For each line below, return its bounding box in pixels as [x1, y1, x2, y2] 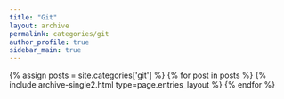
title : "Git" [9, 12, 58, 22]
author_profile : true [9, 37, 90, 47]
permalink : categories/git [9, 29, 110, 38]
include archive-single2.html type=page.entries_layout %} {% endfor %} [9, 80, 276, 90]
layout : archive [9, 21, 69, 30]
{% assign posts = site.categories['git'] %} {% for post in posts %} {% [9, 70, 267, 80]
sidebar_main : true [9, 46, 82, 55]
